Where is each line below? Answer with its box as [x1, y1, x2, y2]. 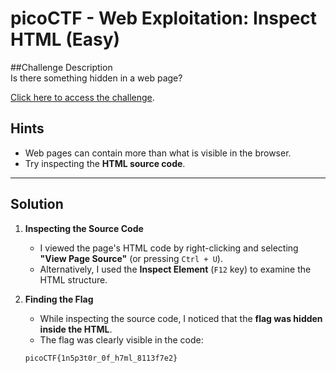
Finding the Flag [24, 293, 94, 305]
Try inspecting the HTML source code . [24, 157, 186, 169]
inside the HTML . [39, 323, 113, 335]
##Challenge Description [10, 61, 113, 73]
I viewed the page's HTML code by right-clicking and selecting [39, 242, 299, 254]
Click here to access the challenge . [10, 91, 155, 103]
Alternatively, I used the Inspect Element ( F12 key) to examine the [39, 263, 312, 275]
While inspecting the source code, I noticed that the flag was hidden [39, 312, 323, 324]
